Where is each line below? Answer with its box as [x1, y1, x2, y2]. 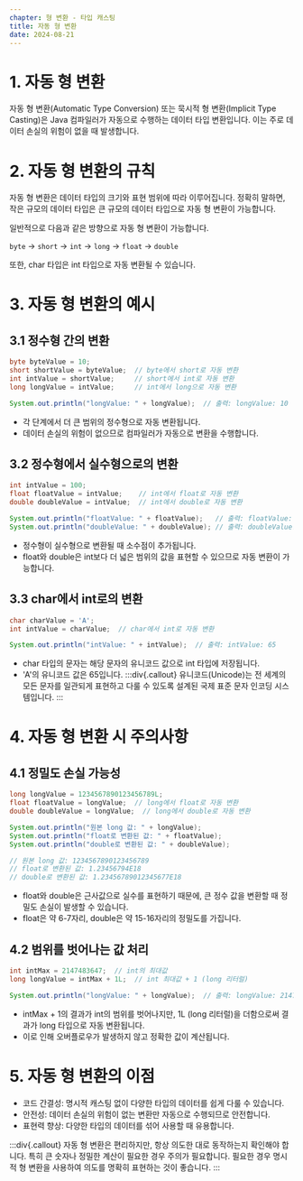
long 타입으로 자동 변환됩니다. [39, 1020, 145, 1030]
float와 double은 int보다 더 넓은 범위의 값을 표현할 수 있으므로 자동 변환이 [22, 551, 281, 562]
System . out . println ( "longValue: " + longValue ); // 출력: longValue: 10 [9, 399, 289, 408]
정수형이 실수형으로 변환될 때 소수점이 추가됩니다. [22, 540, 197, 550]
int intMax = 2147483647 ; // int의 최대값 [9, 966, 169, 975]
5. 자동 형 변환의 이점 [9, 1066, 155, 1086]
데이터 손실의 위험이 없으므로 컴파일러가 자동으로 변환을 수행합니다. [22, 428, 259, 438]
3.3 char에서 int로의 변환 [9, 592, 143, 607]
